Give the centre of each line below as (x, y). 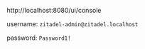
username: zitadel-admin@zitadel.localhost (72, 24)
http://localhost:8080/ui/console (54, 10)
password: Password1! (39, 38)
